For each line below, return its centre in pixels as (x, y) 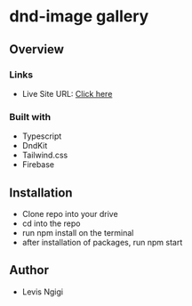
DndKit (35, 146)
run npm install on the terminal (78, 232)
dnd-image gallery (79, 16)
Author (29, 270)
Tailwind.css (45, 155)
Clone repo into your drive (70, 213)
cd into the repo (51, 223)
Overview (37, 49)
